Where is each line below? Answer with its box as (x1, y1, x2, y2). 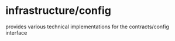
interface (5, 29, 28, 36)
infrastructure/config (5, 4, 112, 17)
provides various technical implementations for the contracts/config (5, 23, 169, 30)
